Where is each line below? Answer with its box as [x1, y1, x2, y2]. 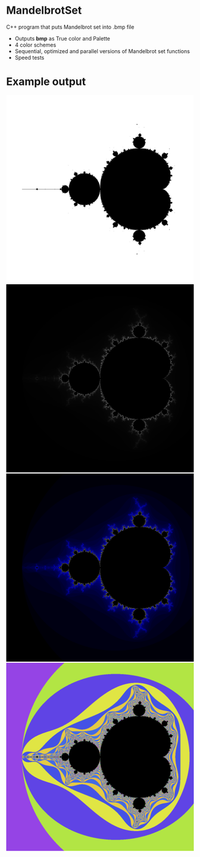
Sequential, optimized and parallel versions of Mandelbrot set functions [14, 47, 190, 54]
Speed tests [14, 54, 45, 61]
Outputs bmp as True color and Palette [14, 35, 111, 42]
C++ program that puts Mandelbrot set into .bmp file [6, 23, 135, 30]
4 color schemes [14, 41, 57, 48]
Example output [6, 75, 86, 88]
